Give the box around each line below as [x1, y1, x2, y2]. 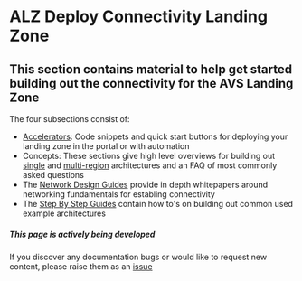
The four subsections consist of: [9, 114, 130, 124]
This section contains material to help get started [9, 61, 292, 77]
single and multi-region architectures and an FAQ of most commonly [22, 160, 278, 171]
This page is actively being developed [9, 229, 156, 239]
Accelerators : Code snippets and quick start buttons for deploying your [22, 131, 288, 142]
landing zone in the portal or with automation [22, 141, 190, 151]
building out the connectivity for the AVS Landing [9, 75, 294, 91]
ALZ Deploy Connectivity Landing [9, 6, 269, 27]
